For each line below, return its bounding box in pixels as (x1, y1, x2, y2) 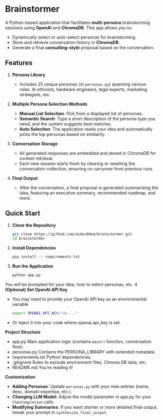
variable (12, 301, 29, 307)
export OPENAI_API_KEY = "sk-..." (12, 311, 78, 316)
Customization (5, 374, 36, 379)
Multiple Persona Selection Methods (12, 101, 88, 107)
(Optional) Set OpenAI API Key (5, 287, 68, 293)
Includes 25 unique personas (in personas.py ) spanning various (19, 81, 146, 87)
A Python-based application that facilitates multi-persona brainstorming (5, 20, 150, 25)
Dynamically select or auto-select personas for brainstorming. (12, 34, 137, 40)
